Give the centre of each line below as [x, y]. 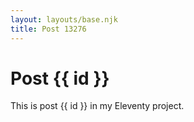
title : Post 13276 [48, 29]
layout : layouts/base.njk [64, 19]
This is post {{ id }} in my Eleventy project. [97, 106]
